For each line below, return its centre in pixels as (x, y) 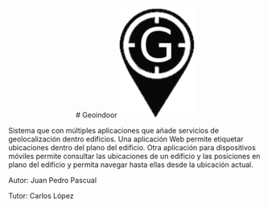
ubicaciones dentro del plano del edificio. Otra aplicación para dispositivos (132, 148)
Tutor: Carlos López (41, 196)
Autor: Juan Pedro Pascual (53, 181)
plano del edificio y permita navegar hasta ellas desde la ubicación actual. (131, 165)
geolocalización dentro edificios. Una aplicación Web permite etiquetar (126, 139)
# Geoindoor (97, 115)
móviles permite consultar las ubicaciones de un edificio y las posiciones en (134, 157)
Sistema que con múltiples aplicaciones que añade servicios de (114, 131)
